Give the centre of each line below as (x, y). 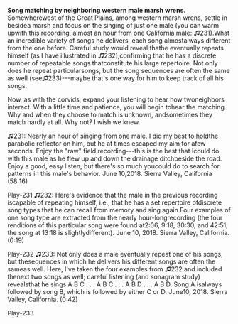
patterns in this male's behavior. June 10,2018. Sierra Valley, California (110, 174)
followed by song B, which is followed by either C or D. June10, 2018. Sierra (118, 292)
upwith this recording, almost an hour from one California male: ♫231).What (118, 33)
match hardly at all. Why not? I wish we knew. (74, 122)
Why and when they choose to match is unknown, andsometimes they (110, 114)
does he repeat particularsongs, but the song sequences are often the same (119, 71)
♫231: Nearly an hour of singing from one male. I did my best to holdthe (113, 136)
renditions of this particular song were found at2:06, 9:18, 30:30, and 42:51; (118, 225)
